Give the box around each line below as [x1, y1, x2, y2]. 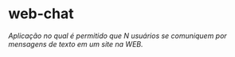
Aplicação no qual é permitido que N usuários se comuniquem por [8, 31, 227, 40]
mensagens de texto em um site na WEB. [8, 39, 143, 48]
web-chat [8, 5, 74, 23]
